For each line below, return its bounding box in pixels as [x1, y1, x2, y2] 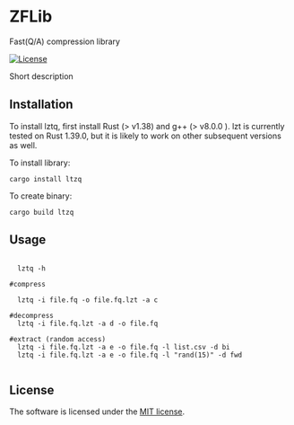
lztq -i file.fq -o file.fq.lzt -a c [17, 295, 159, 305]
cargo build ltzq [9, 208, 74, 217]
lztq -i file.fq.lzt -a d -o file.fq [17, 319, 159, 328]
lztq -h [17, 263, 47, 273]
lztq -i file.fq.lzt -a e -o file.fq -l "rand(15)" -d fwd [17, 350, 243, 359]
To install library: [9, 157, 71, 168]
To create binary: [9, 190, 73, 201]
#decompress [9, 311, 54, 320]
